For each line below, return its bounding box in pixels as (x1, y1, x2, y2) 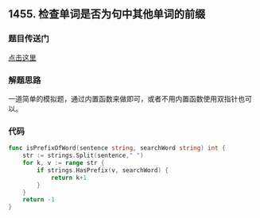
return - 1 (22, 196, 56, 204)
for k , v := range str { (22, 159, 105, 167)
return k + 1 (50, 174, 87, 182)
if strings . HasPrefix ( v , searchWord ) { (37, 166, 169, 174)
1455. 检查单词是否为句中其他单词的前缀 (8, 7, 206, 21)
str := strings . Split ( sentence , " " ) (22, 151, 145, 160)
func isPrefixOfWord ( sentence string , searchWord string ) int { (8, 144, 226, 152)
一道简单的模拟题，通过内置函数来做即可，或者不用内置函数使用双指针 (8, 94, 239, 103)
